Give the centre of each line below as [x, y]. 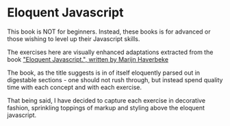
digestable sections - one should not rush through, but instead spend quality [115, 79]
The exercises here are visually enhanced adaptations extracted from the [110, 52]
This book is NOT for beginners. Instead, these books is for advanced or [109, 32]
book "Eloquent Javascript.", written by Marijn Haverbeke [88, 59]
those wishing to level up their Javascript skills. [74, 38]
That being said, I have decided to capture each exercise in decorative [106, 100]
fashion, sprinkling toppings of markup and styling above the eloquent [106, 108]
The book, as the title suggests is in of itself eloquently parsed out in [104, 73]
